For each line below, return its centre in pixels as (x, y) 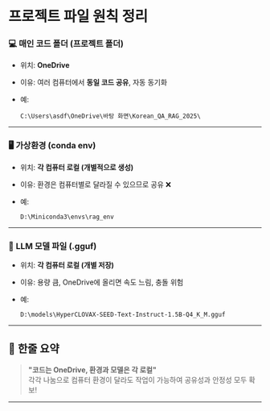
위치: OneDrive (45, 65)
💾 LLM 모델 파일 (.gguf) (53, 246)
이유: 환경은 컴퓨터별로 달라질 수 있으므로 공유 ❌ (95, 184)
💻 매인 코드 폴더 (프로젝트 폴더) (66, 44)
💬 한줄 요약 (34, 349)
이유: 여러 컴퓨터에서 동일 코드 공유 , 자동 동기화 (93, 82)
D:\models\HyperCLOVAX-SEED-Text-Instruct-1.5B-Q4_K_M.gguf (123, 315)
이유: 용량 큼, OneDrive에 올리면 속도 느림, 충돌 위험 (102, 282)
